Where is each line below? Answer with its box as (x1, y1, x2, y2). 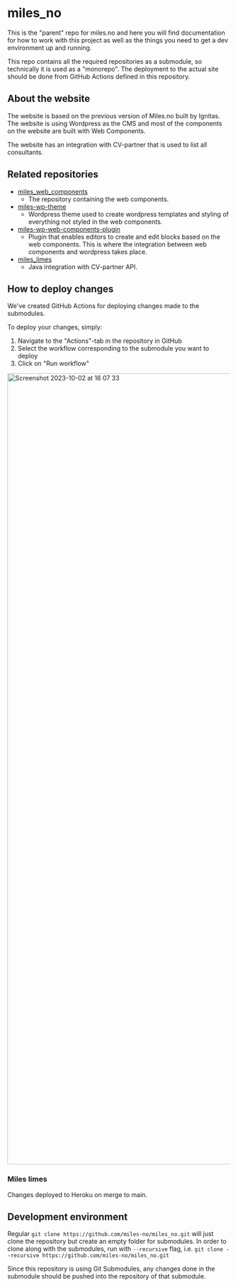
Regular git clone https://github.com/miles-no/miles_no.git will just (7, 1230, 214, 1238)
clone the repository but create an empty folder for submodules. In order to (7, 1237, 227, 1246)
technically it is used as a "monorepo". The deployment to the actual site (7, 64, 219, 73)
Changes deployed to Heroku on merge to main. (7, 1190, 147, 1198)
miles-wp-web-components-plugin (17, 225, 120, 233)
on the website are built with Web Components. (7, 126, 146, 135)
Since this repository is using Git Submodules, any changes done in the (7, 1264, 215, 1273)
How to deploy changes (7, 283, 114, 295)
